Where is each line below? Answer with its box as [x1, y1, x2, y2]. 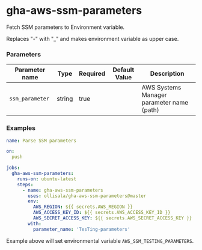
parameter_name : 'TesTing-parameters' [32, 226, 130, 232]
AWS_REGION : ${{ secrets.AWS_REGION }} [32, 204, 133, 210]
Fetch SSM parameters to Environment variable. [6, 23, 125, 31]
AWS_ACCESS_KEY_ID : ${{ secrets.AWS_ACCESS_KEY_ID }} [32, 210, 171, 216]
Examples [6, 124, 36, 132]
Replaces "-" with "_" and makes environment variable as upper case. [6, 35, 179, 42]
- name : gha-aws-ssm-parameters [22, 187, 103, 193]
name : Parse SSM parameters [6, 138, 77, 144]
